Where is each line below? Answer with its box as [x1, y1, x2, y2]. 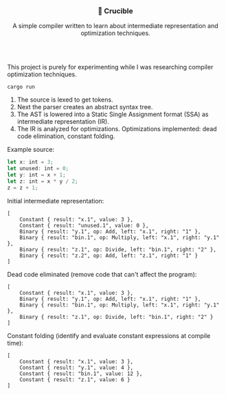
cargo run [7, 84, 36, 91]
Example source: [7, 146, 55, 154]
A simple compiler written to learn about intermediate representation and [12, 22, 218, 30]
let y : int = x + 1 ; [7, 172, 67, 179]
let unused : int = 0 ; [7, 165, 69, 172]
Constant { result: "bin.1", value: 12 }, [19, 370, 143, 377]
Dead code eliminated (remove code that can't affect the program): [7, 270, 197, 278]
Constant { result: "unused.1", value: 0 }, [19, 222, 149, 229]
